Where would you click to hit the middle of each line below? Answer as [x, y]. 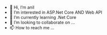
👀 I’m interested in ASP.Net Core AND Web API [56, 12]
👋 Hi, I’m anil [22, 7]
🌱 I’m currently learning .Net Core [43, 17]
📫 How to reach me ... [32, 28]
